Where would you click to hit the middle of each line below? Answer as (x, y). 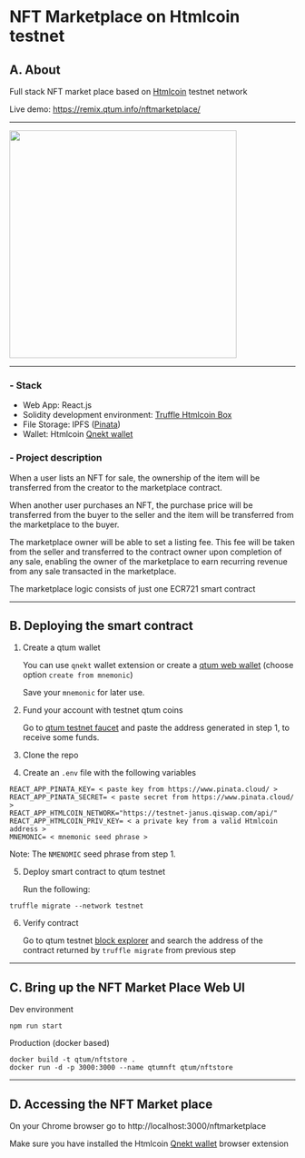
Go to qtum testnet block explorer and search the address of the (143, 940)
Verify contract (50, 923)
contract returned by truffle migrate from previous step (129, 950)
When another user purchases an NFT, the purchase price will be (131, 505)
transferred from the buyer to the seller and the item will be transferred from (152, 514)
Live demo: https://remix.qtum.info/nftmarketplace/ (105, 109)
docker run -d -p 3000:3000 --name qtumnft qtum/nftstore (121, 1068)
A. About (35, 70)
